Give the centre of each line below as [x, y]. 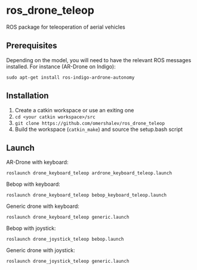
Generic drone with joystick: [41, 250]
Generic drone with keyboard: [43, 206]
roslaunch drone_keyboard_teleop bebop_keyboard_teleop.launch [87, 195]
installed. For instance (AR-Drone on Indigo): [61, 66]
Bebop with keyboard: [33, 184]
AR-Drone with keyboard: [37, 162]
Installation [27, 96]
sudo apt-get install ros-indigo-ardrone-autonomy [70, 77]
